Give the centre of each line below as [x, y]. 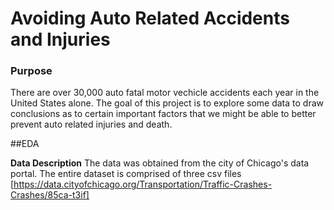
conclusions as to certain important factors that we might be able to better [163, 114]
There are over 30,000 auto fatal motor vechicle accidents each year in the [165, 93]
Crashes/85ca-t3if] [50, 195]
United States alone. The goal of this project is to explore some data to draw [167, 103]
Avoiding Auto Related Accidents [150, 18]
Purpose [31, 71]
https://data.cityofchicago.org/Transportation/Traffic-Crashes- [143, 184]
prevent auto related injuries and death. [91, 124]
